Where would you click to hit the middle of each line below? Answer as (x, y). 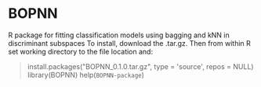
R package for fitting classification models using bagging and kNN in (119, 35)
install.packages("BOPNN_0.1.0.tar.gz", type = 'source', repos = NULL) (140, 66)
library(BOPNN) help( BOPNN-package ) (86, 75)
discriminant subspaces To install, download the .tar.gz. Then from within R (129, 43)
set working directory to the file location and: (81, 51)
